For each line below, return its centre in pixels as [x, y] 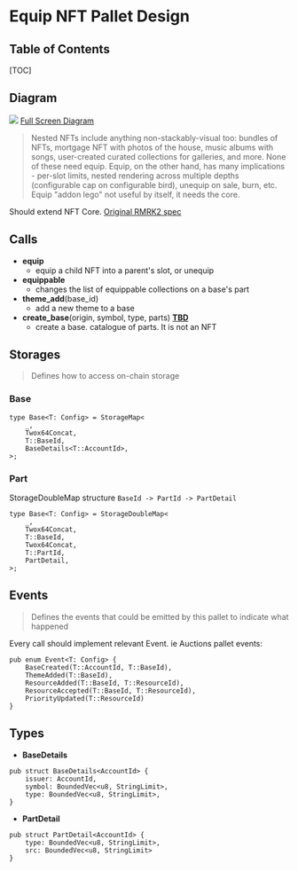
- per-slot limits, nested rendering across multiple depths [135, 176]
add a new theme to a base [85, 308]
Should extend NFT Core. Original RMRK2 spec [95, 211]
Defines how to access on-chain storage [105, 376]
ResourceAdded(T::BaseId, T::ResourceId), [105, 683]
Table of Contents [60, 49]
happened [50, 626]
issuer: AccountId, [61, 779]
